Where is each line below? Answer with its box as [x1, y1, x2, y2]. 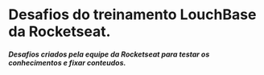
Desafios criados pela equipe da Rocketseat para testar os [8, 49, 210, 59]
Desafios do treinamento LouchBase [8, 6, 257, 24]
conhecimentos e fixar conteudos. [8, 57, 126, 67]
